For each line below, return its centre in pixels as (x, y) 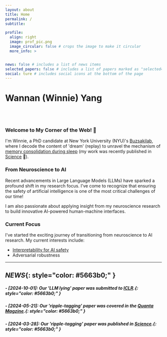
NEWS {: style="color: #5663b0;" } (60, 276)
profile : (14, 33)
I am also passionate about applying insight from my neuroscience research (83, 206)
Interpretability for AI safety (41, 250)
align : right (23, 37)
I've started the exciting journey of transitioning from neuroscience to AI (79, 235)
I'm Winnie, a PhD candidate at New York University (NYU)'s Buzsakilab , (79, 141)
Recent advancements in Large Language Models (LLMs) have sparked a (80, 180)
